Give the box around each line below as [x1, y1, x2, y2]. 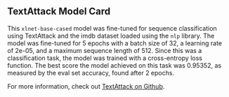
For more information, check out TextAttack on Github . [7, 82, 165, 90]
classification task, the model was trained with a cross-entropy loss [7, 54, 202, 62]
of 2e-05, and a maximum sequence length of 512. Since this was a [7, 46, 202, 54]
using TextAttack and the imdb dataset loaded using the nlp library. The [7, 31, 215, 40]
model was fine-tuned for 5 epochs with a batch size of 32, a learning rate [7, 38, 223, 47]
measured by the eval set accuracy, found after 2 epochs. [7, 68, 174, 77]
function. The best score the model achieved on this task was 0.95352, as [7, 61, 222, 69]
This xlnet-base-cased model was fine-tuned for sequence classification [7, 24, 218, 32]
